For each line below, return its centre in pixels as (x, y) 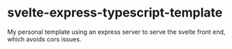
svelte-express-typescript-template (115, 13)
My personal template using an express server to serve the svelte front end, (116, 32)
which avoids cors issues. (44, 39)
